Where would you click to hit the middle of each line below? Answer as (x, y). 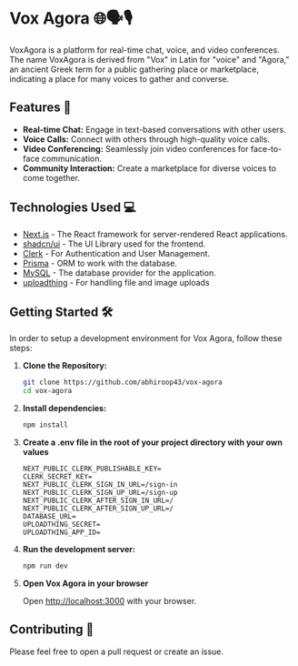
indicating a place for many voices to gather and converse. (119, 78)
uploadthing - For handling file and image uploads (116, 282)
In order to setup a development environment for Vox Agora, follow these (146, 338)
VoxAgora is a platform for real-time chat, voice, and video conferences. (144, 50)
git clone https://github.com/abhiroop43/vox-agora (122, 383)
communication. (72, 158)
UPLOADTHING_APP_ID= (61, 532)
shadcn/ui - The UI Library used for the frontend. (114, 244)
